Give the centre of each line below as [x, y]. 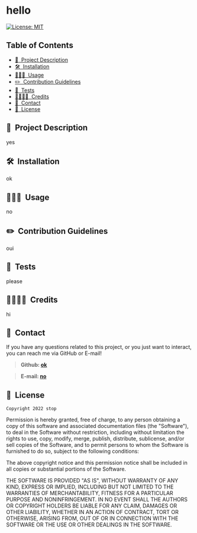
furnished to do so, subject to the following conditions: [72, 451]
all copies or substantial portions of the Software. [66, 469]
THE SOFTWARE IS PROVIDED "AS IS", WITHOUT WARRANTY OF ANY [92, 481]
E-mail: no [33, 376]
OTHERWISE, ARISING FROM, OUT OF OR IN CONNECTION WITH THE [92, 518]
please [14, 281]
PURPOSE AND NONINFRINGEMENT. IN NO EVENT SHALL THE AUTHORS [97, 500]
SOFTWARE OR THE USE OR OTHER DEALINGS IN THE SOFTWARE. [89, 525]
